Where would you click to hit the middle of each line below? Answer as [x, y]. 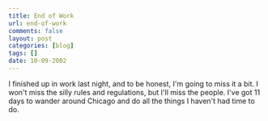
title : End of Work [41, 16]
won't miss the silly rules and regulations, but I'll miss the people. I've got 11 [134, 92]
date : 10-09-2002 [38, 61]
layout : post [30, 38]
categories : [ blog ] [41, 46]
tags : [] [23, 53]
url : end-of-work [38, 23]
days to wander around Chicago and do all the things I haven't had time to [132, 101]
